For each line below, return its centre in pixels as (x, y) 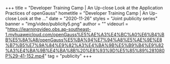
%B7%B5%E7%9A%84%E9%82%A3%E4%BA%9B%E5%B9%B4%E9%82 (84, 45)
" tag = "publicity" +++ (68, 56)
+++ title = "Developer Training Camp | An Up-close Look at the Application (84, 8)
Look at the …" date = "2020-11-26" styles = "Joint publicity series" (88, 18)
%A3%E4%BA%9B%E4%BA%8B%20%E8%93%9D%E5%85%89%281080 (85, 51)
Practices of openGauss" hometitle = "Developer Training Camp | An (77, 13)
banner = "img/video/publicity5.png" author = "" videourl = (67, 24)
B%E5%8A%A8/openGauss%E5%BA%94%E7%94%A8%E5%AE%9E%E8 (84, 40)
